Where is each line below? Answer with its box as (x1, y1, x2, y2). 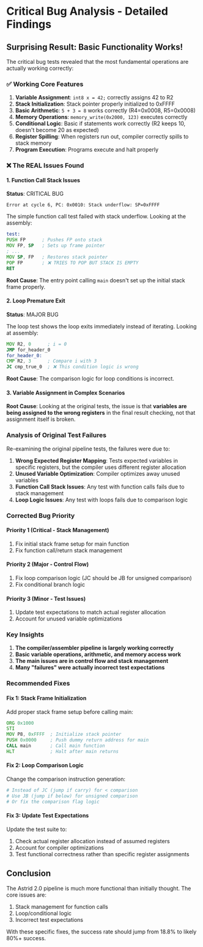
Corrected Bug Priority (6, 511, 75, 520)
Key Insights (6, 630, 45, 639)
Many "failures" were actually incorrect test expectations (15, 664, 165, 671)
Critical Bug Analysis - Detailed (6, 4, 168, 18)
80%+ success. (6, 934, 46, 941)
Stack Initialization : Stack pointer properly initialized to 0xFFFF (15, 100, 175, 108)
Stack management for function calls (15, 903, 108, 910)
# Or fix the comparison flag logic (6, 798, 100, 805)
